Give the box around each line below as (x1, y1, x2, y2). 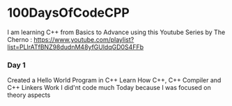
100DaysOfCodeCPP (7, 5, 130, 21)
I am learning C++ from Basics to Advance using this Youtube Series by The (7, 28, 226, 36)
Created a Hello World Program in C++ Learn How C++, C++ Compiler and (7, 76, 222, 84)
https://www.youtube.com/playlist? (33, 35, 134, 43)
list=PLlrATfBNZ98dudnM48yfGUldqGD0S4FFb (7, 43, 144, 51)
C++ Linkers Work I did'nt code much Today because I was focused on (7, 84, 211, 92)
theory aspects (7, 91, 51, 99)
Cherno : (7, 35, 33, 43)
